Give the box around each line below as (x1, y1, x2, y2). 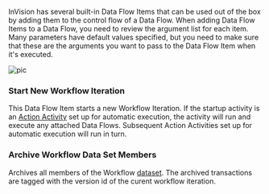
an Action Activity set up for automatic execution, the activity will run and (8, 112, 251, 122)
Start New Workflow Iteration (8, 85, 126, 96)
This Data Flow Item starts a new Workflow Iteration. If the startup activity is (8, 104, 260, 114)
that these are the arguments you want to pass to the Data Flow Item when (8, 41, 256, 51)
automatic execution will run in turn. (8, 129, 127, 139)
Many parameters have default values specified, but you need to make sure (8, 32, 259, 42)
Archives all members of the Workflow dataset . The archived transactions (8, 167, 252, 177)
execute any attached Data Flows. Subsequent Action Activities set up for (8, 121, 252, 130)
